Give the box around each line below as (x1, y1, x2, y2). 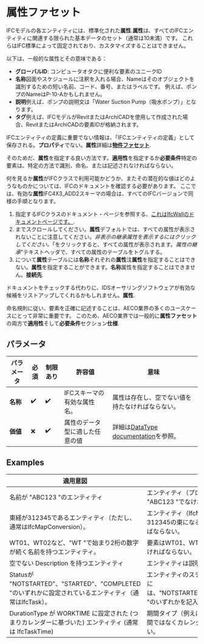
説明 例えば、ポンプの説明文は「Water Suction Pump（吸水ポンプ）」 (15, 98, 186, 105)
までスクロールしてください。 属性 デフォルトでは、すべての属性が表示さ (15, 225, 195, 232)
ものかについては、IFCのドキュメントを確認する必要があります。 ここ (16, 182, 191, 189)
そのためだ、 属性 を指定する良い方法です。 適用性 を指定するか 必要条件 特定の (6, 154, 197, 161)
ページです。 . (41, 218, 75, 225)
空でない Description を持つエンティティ (9, 559, 124, 568)
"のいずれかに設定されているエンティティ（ (9, 588, 134, 597)
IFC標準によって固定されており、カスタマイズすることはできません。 (16, 42, 189, 49)
